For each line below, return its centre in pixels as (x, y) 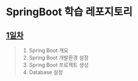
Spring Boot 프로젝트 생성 (59, 65)
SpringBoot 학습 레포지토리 (69, 12)
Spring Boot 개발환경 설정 (59, 58)
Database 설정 (46, 72)
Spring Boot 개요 (49, 50)
